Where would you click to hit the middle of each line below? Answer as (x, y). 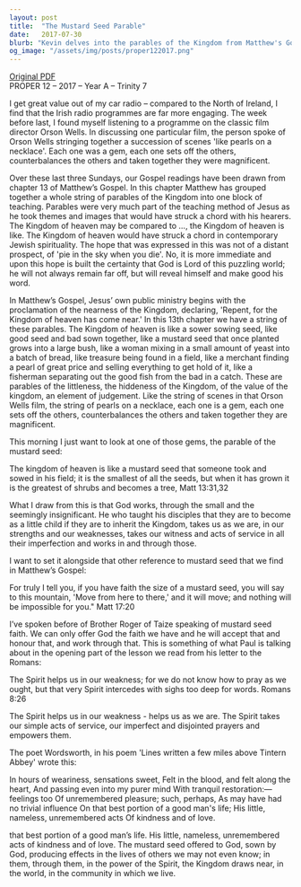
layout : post (34, 18)
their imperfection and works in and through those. (103, 543)
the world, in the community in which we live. (93, 874)
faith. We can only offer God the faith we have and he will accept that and (145, 634)
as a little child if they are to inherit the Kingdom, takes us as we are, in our (147, 524)
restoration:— (247, 789)
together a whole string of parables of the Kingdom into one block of (136, 198)
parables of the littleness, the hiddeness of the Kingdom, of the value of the (149, 386)
